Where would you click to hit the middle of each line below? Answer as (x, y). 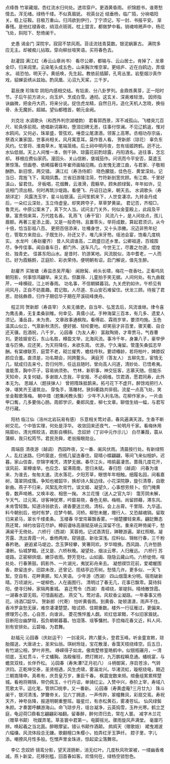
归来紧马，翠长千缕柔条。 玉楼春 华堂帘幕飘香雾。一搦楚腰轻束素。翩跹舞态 (84, 519)
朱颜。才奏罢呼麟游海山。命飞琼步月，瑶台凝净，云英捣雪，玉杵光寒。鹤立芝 (85, 707)
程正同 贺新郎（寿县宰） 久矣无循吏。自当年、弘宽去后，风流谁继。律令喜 (88, 307)
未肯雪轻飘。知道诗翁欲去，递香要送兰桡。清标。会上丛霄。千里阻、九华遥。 (85, 506)
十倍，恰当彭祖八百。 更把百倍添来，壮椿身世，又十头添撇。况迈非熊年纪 (81, 228)
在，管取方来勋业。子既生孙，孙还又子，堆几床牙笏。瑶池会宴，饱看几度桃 (83, 235)
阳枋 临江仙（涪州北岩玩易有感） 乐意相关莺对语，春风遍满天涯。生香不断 (88, 419)
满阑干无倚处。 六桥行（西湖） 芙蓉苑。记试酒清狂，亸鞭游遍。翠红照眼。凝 (84, 532)
